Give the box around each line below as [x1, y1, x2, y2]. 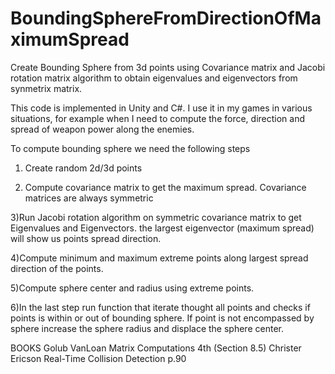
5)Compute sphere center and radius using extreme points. [10, 282, 255, 294]
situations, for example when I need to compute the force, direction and [10, 112, 306, 124]
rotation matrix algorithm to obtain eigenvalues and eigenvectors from [10, 72, 298, 84]
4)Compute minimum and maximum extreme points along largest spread [10, 252, 309, 264]
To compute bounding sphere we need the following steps [10, 142, 251, 154]
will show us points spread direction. [10, 232, 162, 244]
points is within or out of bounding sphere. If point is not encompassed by [10, 312, 315, 324]
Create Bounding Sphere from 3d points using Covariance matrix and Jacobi [10, 61, 326, 73]
